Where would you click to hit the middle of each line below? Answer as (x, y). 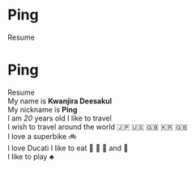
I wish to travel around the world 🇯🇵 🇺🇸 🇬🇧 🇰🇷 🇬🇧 (98, 126)
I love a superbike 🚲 (43, 136)
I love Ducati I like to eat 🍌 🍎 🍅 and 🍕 (68, 148)
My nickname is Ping (43, 109)
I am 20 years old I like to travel (60, 118)
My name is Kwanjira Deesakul (60, 101)
